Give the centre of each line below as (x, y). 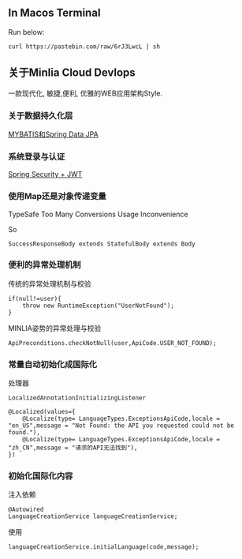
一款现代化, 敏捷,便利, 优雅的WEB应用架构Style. (86, 93)
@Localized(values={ (42, 412)
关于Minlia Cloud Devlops (72, 73)
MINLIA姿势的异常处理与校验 (55, 328)
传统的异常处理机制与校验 (50, 283)
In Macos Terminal (54, 13)
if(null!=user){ (35, 298)
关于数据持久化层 (41, 115)
